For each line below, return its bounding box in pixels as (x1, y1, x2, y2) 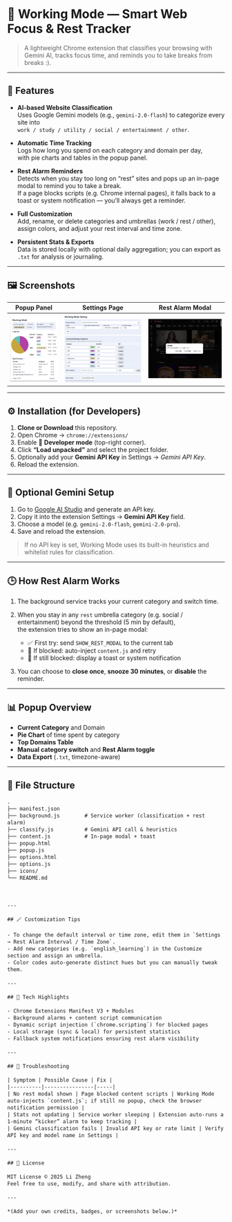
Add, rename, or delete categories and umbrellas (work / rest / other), (17, 217, 216, 225)
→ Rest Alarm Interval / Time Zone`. (7, 939, 116, 946)
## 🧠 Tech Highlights (7, 994, 70, 1001)
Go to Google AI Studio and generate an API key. (17, 505, 155, 514)
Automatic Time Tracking (17, 138, 92, 147)
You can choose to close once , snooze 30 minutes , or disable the (17, 667, 207, 675)
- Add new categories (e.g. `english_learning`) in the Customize (7, 946, 202, 952)
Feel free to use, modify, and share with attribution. (7, 1181, 171, 1187)
